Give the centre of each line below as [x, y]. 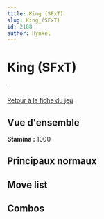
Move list [27, 184]
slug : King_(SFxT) [34, 20]
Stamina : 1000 [29, 139]
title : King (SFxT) [35, 14]
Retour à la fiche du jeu [40, 100]
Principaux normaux [52, 161]
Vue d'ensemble [43, 122]
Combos [26, 209]
